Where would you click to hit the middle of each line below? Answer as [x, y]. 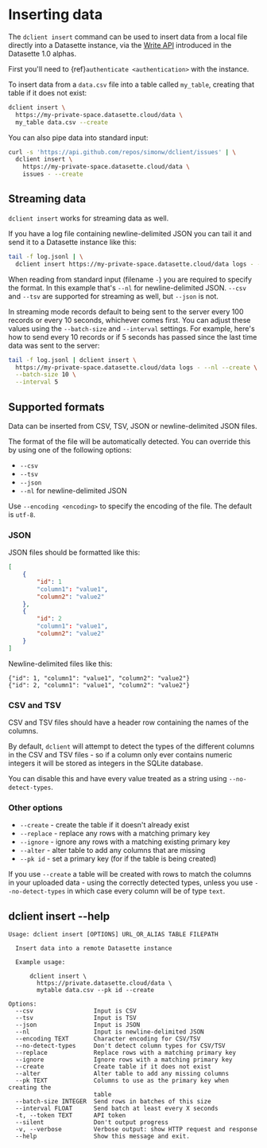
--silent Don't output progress [92, 1123]
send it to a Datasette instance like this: [72, 242]
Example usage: [41, 963]
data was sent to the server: [54, 345]
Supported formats [56, 407]
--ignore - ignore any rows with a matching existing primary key [125, 842]
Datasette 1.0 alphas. [43, 53]
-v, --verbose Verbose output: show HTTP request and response [137, 1130]
